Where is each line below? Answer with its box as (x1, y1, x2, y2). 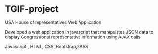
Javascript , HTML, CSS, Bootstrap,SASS (5, 43, 89, 49)
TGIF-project (5, 3, 59, 15)
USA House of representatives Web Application (5, 19, 102, 25)
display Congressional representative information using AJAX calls (5, 34, 141, 40)
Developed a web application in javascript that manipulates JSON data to (5, 29, 154, 35)
